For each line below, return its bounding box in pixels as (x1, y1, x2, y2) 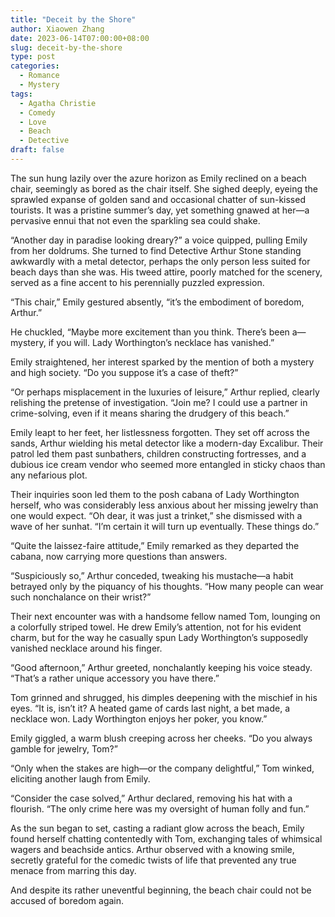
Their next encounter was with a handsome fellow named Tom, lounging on (10, 610, 321, 622)
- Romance (19, 71, 60, 81)
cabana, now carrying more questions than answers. (10, 550, 228, 562)
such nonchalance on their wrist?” (10, 591, 152, 603)
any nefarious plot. (10, 469, 88, 481)
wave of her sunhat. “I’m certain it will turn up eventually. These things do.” (10, 520, 320, 532)
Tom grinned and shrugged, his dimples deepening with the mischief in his (10, 691, 318, 703)
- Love (19, 117, 47, 127)
